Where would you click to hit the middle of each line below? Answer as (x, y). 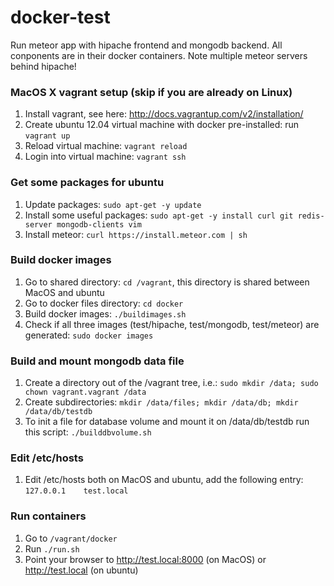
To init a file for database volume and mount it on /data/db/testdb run (167, 422)
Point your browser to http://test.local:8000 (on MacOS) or (145, 559)
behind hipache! (43, 66)
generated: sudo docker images (89, 335)
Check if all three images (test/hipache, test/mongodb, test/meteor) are (172, 324)
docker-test (60, 17)
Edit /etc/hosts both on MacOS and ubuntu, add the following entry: (164, 480)
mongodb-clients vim (99, 224)
